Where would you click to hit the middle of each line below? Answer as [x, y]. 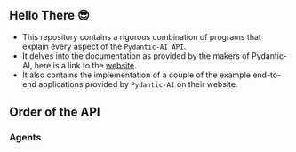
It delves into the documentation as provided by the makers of [136, 56]
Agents [25, 138]
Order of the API [55, 112]
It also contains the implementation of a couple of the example [136, 75]
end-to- [267, 75]
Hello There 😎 [50, 16]
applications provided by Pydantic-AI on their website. [138, 84]
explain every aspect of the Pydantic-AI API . [104, 46]
